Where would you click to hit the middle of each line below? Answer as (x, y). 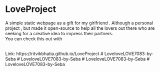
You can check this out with (34, 39)
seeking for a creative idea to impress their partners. (59, 33)
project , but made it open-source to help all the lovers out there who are (80, 28)
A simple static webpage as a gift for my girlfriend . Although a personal (79, 23)
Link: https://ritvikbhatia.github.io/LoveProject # (54, 54)
